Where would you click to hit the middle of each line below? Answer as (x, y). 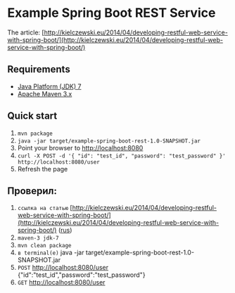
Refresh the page (43, 169)
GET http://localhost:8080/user (61, 282)
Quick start (32, 116)
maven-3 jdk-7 (38, 238)
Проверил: (32, 191)
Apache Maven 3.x (45, 93)
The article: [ (26, 32)
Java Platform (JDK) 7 (49, 86)
